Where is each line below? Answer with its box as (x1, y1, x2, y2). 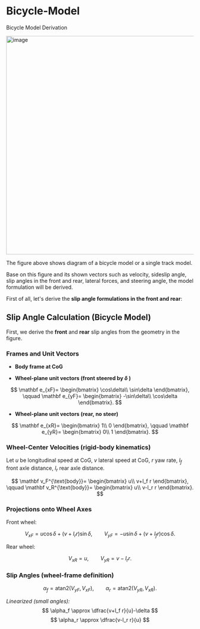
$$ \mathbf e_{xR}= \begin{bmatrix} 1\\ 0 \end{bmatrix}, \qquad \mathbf (11, 422, 189, 429)
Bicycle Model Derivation (6, 24, 67, 31)
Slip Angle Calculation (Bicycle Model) (6, 312, 152, 323)
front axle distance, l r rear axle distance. (6, 464, 105, 473)
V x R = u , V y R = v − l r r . (68, 555, 132, 563)
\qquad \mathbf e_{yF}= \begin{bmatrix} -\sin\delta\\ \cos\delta (23, 393, 177, 400)
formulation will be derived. (6, 283, 73, 291)
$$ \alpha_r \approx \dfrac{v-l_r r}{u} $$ (50, 616, 150, 623)
